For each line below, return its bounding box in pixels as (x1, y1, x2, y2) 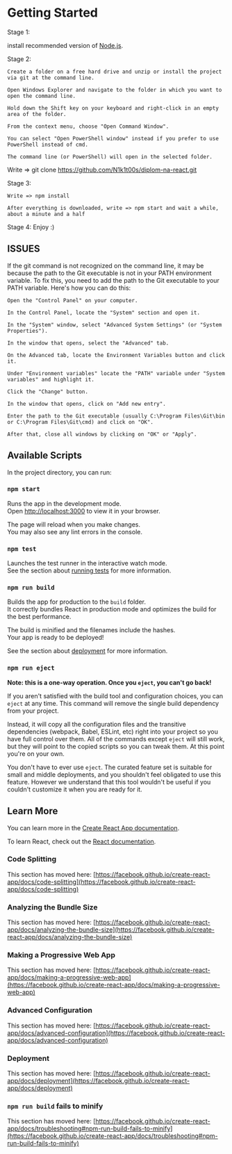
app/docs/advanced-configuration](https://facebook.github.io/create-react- (7, 1028, 226, 1037)
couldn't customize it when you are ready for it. (7, 785, 142, 793)
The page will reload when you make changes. (7, 520, 141, 529)
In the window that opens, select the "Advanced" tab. (7, 339, 169, 347)
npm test (7, 545, 37, 553)
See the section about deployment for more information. (7, 647, 168, 655)
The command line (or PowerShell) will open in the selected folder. (7, 153, 213, 160)
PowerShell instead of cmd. (7, 141, 89, 148)
